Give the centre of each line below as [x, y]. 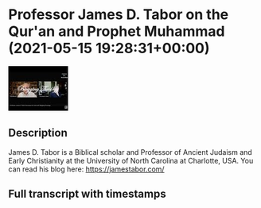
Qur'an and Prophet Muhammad [117, 31]
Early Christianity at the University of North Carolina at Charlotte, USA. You [131, 160]
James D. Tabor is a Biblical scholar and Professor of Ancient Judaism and [130, 152]
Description [38, 133]
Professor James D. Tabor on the [119, 15]
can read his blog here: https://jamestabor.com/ [86, 169]
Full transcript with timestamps [87, 194]
